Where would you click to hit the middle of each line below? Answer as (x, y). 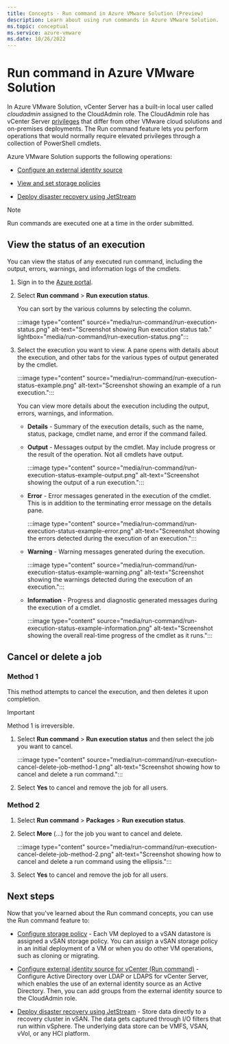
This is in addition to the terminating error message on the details (119, 503)
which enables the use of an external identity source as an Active (109, 983)
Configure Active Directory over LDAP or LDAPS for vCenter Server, (112, 976)
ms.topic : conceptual (38, 26)
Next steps (31, 896)
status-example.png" (47, 385)
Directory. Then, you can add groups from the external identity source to (120, 990)
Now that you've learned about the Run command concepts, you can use (110, 913)
